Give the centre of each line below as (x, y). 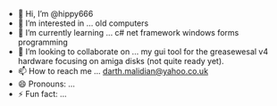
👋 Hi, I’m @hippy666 (55, 14)
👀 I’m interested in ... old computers (83, 23)
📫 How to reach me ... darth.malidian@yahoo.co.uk (113, 71)
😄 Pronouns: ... (46, 84)
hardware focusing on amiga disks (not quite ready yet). (121, 61)
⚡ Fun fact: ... (42, 94)
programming (43, 42)
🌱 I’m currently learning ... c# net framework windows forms (128, 33)
